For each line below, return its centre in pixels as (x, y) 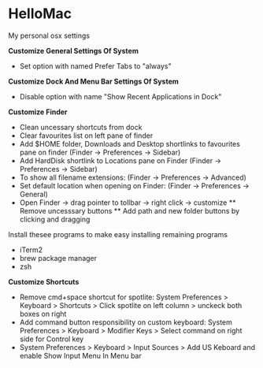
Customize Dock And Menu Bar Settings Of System (94, 81)
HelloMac (40, 14)
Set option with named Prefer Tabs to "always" (95, 66)
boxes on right (43, 314)
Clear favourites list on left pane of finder (86, 136)
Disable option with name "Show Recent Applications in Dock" (120, 96)
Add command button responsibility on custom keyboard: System (126, 322)
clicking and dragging (55, 219)
